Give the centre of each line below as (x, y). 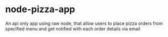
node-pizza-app (40, 9)
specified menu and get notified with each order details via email (73, 28)
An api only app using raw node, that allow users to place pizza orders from (84, 23)
